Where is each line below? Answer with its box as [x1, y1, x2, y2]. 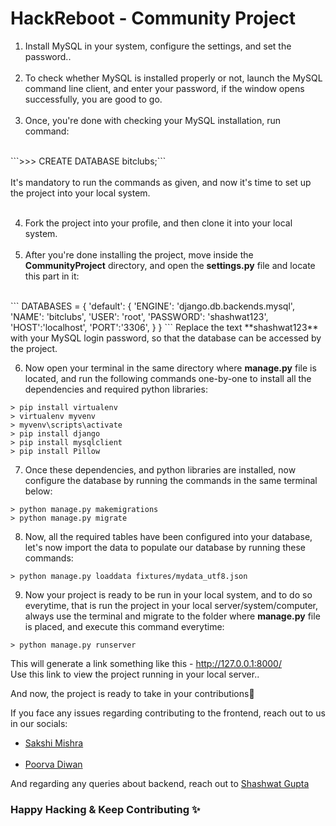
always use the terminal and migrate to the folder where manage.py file [24, 610, 321, 622]
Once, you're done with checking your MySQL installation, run [24, 114, 282, 126]
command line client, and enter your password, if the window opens [24, 82, 305, 94]
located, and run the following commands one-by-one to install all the [24, 372, 312, 384]
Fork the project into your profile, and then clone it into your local [24, 217, 293, 229]
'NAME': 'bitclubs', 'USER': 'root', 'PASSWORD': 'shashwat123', [10, 310, 269, 322]
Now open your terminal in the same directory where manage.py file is [24, 362, 317, 374]
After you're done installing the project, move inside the [24, 248, 254, 261]
